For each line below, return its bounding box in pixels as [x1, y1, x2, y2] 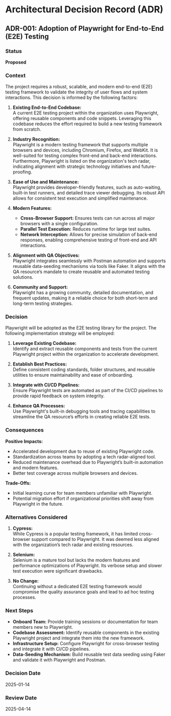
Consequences [5, 427, 44, 434]
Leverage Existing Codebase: [12, 340, 77, 346]
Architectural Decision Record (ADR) [5, 4, 163, 15]
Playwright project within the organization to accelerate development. [12, 351, 159, 357]
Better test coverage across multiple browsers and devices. [12, 470, 138, 476]
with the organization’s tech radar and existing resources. [12, 541, 134, 548]
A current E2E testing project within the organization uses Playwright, [12, 110, 159, 116]
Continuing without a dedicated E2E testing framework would [12, 584, 142, 590]
